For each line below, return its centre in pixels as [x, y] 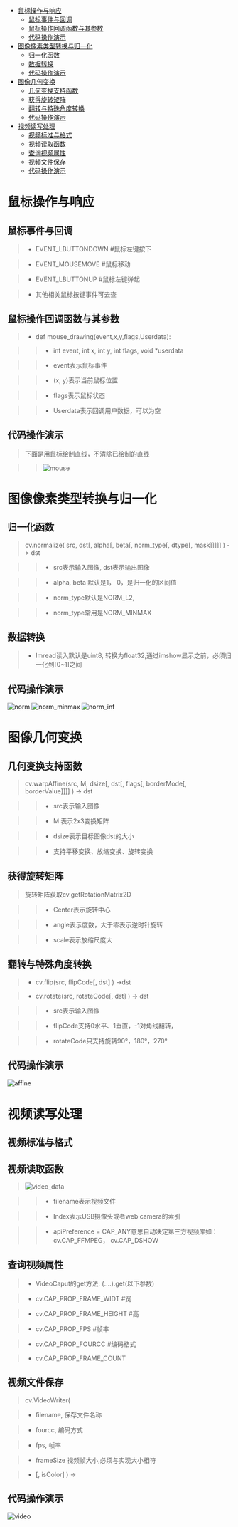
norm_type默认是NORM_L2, [94, 598]
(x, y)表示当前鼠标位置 [86, 380]
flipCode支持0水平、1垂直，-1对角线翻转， [115, 1026]
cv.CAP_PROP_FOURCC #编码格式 [86, 1344]
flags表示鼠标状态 [79, 395]
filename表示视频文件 [85, 1202]
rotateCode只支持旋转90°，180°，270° [110, 1041]
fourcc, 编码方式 [59, 1429]
